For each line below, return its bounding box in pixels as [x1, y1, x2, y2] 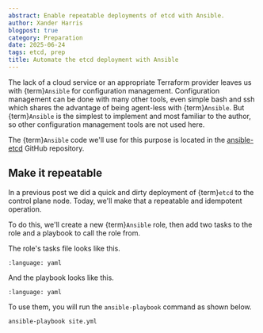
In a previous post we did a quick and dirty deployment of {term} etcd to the [8, 187, 254, 197]
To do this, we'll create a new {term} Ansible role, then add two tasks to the [8, 220, 253, 229]
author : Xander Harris [8, 19, 83, 27]
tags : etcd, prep [8, 48, 66, 56]
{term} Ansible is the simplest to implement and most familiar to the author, [8, 111, 251, 121]
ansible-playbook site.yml [8, 317, 97, 325]
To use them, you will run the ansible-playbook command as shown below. [8, 302, 252, 312]
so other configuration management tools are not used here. [8, 120, 205, 129]
